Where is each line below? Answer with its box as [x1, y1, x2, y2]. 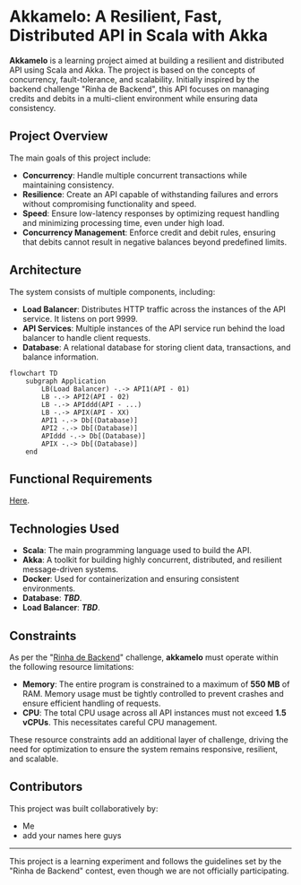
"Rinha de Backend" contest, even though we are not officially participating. [9, 865, 289, 876]
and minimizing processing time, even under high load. [21, 217, 226, 228]
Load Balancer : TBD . [21, 603, 100, 613]
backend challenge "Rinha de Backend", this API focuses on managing [9, 83, 270, 94]
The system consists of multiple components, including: [9, 286, 216, 297]
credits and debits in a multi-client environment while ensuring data [9, 92, 258, 104]
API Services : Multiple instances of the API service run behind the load [21, 323, 285, 334]
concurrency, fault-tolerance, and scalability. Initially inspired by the [9, 74, 260, 84]
